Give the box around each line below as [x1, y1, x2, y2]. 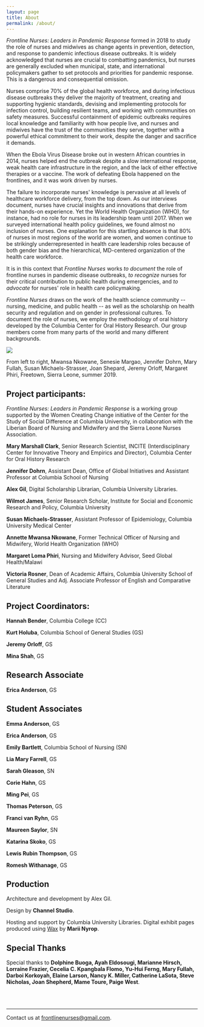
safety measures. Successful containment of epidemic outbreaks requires [6, 113, 191, 120]
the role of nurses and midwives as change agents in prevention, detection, [6, 43, 195, 50]
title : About [6, 15, 39, 21]
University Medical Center [6, 522, 72, 529]
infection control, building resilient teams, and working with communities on [6, 107, 195, 114]
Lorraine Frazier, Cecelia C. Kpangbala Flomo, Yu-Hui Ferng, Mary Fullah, [6, 966, 194, 973]
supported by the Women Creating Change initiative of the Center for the [6, 411, 189, 419]
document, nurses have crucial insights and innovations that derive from [6, 201, 187, 209]
